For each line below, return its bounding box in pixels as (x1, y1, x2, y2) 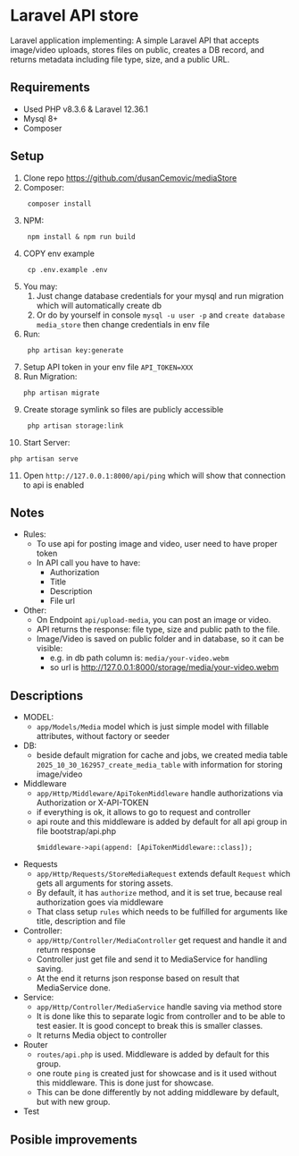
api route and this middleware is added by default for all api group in (36, 816, 288, 828)
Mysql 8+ (22, 113, 59, 123)
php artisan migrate (22, 388, 100, 397)
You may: (22, 281, 58, 292)
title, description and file (36, 916, 126, 927)
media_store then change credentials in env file (36, 319, 211, 329)
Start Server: (22, 437, 71, 447)
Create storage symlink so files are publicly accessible (22, 404, 224, 414)
